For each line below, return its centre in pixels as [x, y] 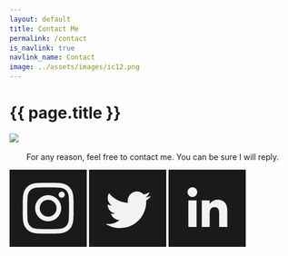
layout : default [40, 19]
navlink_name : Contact [52, 58]
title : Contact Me [44, 29]
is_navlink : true [42, 48]
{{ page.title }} [65, 113]
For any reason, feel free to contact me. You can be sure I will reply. [153, 157]
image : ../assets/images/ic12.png [75, 67]
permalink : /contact [49, 38]
